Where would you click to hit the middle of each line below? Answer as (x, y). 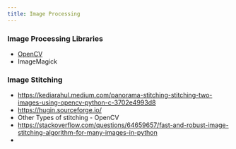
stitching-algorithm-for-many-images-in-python (87, 133)
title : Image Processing (44, 14)
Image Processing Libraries (55, 38)
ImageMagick (37, 61)
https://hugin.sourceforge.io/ (60, 110)
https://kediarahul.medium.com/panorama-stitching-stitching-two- (115, 95)
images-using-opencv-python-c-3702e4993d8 (87, 102)
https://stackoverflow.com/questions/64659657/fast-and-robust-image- (123, 125)
